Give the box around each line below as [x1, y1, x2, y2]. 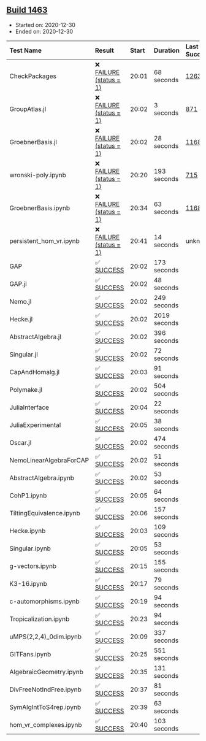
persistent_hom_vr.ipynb [9, 236, 80, 245]
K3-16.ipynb [9, 579, 48, 588]
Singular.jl [9, 350, 38, 358]
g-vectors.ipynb [9, 561, 57, 570]
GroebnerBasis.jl [9, 137, 57, 146]
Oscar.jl [9, 438, 32, 447]
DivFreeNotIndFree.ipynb [9, 685, 82, 694]
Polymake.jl [9, 385, 43, 394]
